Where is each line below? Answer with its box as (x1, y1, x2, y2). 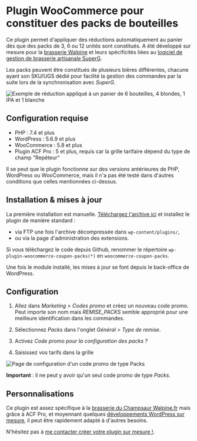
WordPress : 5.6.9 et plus (14, 135, 76, 142)
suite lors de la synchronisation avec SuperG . (6, 78, 116, 86)
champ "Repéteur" (14, 154, 60, 161)
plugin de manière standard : (6, 216, 76, 224)
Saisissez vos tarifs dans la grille (14, 349, 94, 356)
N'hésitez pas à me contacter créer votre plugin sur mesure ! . (6, 428, 155, 436)
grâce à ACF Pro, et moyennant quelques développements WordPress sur (6, 410, 185, 418)
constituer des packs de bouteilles (6, 16, 178, 30)
